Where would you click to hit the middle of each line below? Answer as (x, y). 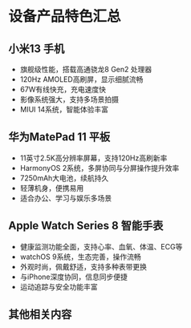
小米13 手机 (37, 49)
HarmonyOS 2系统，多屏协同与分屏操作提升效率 (100, 168)
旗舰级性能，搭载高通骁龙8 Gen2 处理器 (86, 69)
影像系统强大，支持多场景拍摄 (69, 99)
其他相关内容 (40, 315)
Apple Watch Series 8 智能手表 (86, 226)
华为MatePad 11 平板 (59, 137)
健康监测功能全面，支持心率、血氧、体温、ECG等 (101, 246)
